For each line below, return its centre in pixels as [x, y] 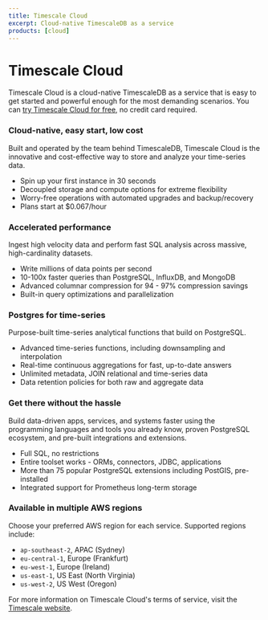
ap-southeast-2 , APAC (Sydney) [73, 549]
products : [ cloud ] [39, 31]
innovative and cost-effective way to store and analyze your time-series [127, 157]
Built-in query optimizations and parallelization [97, 294]
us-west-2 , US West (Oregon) [69, 584]
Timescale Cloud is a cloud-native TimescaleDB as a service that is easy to [132, 92]
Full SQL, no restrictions [59, 453]
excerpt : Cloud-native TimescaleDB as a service [91, 23]
